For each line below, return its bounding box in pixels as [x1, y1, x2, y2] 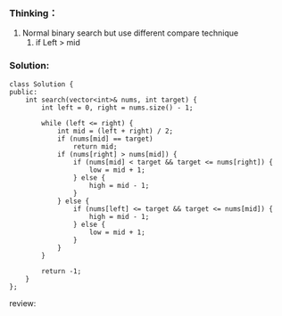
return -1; [41, 266, 82, 276]
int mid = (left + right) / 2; [56, 126, 174, 135]
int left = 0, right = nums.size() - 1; [41, 103, 194, 112]
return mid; [72, 142, 118, 151]
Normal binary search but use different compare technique [21, 28, 239, 38]
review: [9, 297, 37, 308]
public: [9, 87, 38, 96]
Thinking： [9, 6, 58, 19]
